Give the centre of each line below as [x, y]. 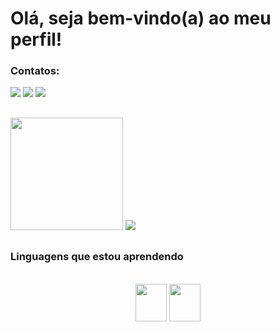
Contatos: [35, 71]
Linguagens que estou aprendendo [97, 257]
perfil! [36, 39]
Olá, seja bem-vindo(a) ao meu [141, 18]
